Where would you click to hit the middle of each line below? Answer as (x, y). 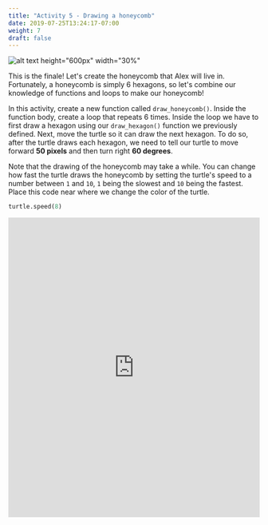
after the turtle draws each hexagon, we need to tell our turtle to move (124, 143)
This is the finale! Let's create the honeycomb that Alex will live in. (116, 76)
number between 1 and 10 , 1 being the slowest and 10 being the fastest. (126, 184)
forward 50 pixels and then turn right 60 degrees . (91, 151)
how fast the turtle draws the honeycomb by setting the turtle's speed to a (130, 175)
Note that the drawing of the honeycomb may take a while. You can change (132, 167)
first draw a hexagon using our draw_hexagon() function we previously (123, 125)
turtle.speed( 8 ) (35, 207)
